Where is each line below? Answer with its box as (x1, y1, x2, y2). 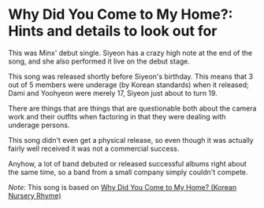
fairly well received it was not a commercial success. (8, 144, 180, 153)
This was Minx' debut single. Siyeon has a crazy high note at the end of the (8, 48, 253, 57)
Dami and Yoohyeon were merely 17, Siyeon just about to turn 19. (8, 88, 218, 97)
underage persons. (8, 120, 70, 130)
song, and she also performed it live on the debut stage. (8, 57, 191, 66)
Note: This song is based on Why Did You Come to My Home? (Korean (8, 182, 237, 192)
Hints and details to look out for (8, 22, 218, 40)
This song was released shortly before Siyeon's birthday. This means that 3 (8, 71, 254, 81)
